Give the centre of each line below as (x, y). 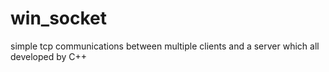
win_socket (59, 18)
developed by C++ (49, 56)
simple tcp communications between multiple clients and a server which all (165, 46)
